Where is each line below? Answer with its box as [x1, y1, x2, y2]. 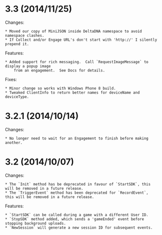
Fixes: [5, 76, 17, 82]
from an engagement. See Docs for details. [14, 68, 105, 73]
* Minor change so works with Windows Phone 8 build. [5, 86, 116, 91]
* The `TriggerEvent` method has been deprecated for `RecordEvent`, [5, 190, 149, 195]
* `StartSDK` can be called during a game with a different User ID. [5, 212, 149, 217]
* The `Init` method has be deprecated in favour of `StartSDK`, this [5, 182, 151, 186]
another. [5, 140, 23, 145]
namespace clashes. [5, 33, 45, 38]
